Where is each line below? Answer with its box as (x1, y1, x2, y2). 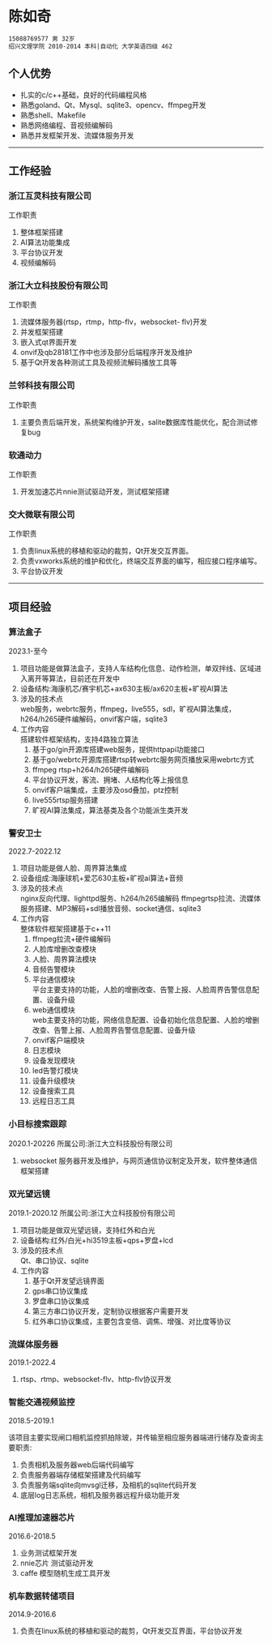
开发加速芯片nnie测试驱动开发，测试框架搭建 (19, 487, 170, 497)
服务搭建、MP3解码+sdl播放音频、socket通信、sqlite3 (19, 904, 202, 913)
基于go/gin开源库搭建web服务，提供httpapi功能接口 (32, 745, 205, 755)
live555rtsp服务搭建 (32, 795, 99, 805)
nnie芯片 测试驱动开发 (19, 1558, 94, 1568)
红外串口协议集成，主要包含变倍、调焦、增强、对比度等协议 (32, 1316, 232, 1326)
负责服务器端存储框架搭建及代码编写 (19, 1470, 142, 1479)
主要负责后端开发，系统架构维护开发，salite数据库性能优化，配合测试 (19, 417, 251, 426)
